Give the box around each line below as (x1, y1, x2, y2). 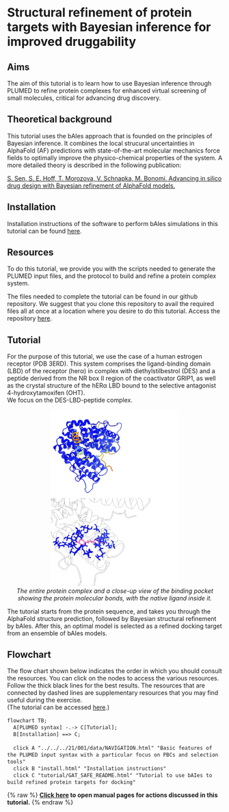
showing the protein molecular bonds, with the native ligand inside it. (17, 594, 213, 602)
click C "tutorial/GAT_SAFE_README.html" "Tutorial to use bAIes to (13, 772, 213, 779)
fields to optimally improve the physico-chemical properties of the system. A (7, 153, 223, 162)
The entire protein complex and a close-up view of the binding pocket (16, 587, 214, 595)
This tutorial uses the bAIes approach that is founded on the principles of (7, 131, 213, 140)
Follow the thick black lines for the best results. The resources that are (7, 681, 205, 689)
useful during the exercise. (7, 696, 83, 705)
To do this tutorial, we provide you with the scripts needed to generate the (7, 265, 216, 273)
